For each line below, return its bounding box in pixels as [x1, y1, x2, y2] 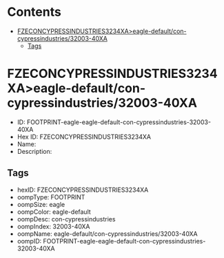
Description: [17, 147, 52, 155]
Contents [7, 4, 62, 20]
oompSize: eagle [17, 200, 65, 208]
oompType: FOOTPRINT [17, 192, 85, 201]
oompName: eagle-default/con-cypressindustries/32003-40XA [17, 229, 198, 238]
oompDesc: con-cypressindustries [17, 215, 116, 223]
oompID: [17, 237, 42, 245]
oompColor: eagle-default [17, 208, 91, 216]
